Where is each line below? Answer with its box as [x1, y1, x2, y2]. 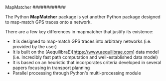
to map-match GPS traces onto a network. [5, 19, 92, 25]
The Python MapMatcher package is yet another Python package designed [5, 14, 161, 19]
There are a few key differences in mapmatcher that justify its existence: [5, 29, 154, 34]
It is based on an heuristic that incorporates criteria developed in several [12, 60, 162, 65]
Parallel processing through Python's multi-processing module [12, 70, 141, 76]
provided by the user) [12, 44, 57, 49]
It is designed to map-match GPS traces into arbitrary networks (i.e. [12, 38, 152, 44]
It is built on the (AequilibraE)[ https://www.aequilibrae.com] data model [12, 49, 159, 55]
